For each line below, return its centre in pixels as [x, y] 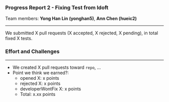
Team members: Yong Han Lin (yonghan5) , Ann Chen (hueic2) [71, 19]
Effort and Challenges [32, 52]
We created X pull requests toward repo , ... [57, 67]
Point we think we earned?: [40, 73]
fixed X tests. [19, 38]
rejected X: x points [40, 83]
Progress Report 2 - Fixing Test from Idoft [57, 8]
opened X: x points [39, 78]
